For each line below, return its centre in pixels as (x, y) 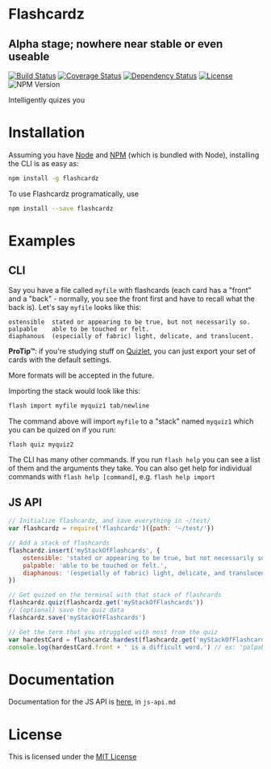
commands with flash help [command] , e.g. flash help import (112, 477)
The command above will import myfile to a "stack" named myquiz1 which (131, 421)
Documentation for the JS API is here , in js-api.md (92, 702)
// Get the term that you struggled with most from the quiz (113, 632)
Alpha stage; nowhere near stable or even (116, 44)
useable (29, 56)
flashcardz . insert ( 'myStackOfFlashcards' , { (84, 550)
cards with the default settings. (60, 359)
